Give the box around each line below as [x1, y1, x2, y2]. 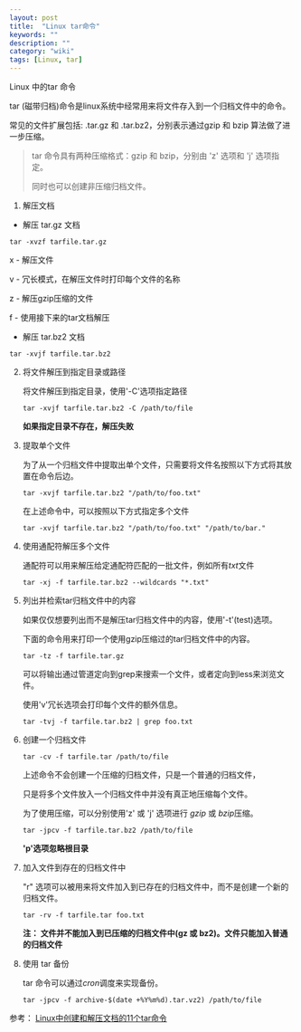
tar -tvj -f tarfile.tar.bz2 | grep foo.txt [22, 717, 193, 726]
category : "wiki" [9, 47, 75, 56]
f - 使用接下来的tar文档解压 [9, 312, 110, 322]
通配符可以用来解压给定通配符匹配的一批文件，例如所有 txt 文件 [22, 560, 255, 570]
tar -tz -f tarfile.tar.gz [22, 652, 125, 661]
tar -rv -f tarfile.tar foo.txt [22, 911, 145, 920]
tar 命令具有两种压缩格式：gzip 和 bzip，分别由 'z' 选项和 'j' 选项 [31, 150, 272, 161]
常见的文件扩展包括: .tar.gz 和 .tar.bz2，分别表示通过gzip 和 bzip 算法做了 [9, 119, 283, 130]
